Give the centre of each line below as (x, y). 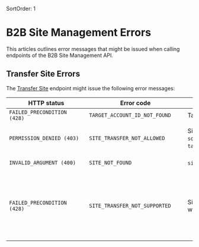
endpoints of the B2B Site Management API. (60, 55)
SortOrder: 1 (21, 9)
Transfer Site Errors (43, 74)
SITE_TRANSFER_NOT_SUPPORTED (130, 205)
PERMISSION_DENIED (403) (44, 138)
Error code (136, 103)
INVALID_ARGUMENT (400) (43, 162)
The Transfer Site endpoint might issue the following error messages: (91, 88)
